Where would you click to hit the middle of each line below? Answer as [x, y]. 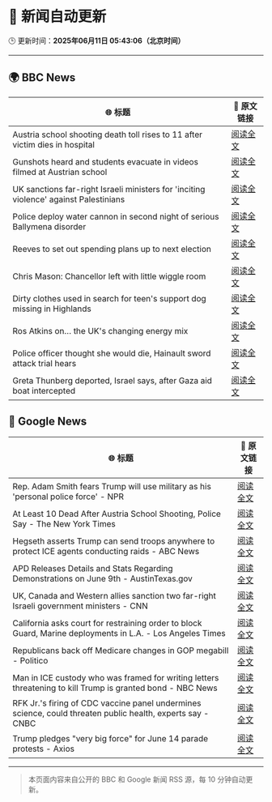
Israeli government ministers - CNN [80, 606]
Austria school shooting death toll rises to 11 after [108, 134]
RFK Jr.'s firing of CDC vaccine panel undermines [107, 703]
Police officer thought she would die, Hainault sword [112, 353]
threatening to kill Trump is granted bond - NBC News [115, 688]
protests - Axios [44, 749]
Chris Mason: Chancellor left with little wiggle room [109, 276]
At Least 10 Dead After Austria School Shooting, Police [117, 514]
